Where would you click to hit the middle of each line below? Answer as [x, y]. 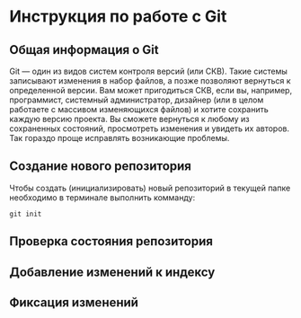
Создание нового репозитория [100, 167]
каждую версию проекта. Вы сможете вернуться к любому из [129, 119]
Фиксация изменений [74, 302]
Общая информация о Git [84, 50]
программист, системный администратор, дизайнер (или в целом [137, 100]
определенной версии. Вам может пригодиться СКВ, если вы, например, [151, 90]
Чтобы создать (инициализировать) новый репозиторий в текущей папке [150, 188]
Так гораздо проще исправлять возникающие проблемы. [120, 138]
